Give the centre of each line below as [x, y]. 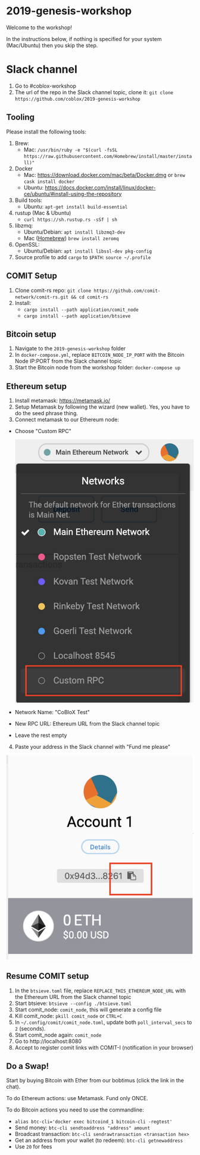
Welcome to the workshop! [39, 27]
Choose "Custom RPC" [43, 431]
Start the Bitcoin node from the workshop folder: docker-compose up [97, 368]
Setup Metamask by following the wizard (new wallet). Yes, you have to [102, 407]
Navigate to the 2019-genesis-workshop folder [70, 348]
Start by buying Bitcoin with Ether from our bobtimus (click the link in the [95, 1081]
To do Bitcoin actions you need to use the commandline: [75, 1110]
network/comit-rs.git [41, 297]
